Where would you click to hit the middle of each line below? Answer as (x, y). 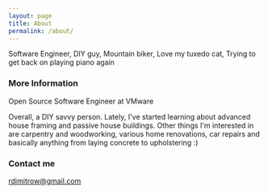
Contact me (32, 163)
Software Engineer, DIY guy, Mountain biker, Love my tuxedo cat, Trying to (132, 54)
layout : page (30, 16)
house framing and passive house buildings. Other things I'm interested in (131, 125)
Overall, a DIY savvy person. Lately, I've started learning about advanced (130, 116)
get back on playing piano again (62, 62)
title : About (30, 23)
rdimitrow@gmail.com (45, 181)
